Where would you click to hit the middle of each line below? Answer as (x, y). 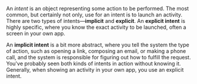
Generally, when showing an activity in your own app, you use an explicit (95, 70)
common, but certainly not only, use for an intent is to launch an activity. (94, 15)
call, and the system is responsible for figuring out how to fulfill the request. (99, 57)
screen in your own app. (36, 33)
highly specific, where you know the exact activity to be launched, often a (96, 27)
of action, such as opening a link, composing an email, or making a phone (96, 51)
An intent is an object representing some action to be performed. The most (98, 9)
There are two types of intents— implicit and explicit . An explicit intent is (96, 21)
